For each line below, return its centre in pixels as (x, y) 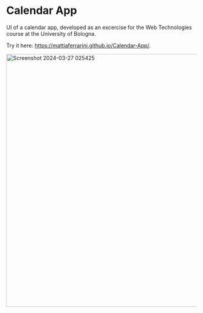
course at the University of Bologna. (51, 33)
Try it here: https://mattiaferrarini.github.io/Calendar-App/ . (79, 45)
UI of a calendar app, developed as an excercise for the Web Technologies (99, 27)
